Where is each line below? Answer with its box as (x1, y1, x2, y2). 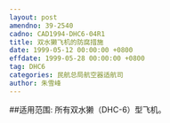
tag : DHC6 (9, 63, 46, 72)
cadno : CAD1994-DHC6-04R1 (9, 29, 105, 38)
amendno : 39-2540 (9, 21, 74, 30)
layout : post (9, 12, 58, 22)
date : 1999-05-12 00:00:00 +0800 (9, 46, 134, 55)
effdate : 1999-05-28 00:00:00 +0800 (9, 54, 145, 63)
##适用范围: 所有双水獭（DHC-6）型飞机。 (9, 104, 166, 115)
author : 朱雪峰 (9, 79, 61, 88)
